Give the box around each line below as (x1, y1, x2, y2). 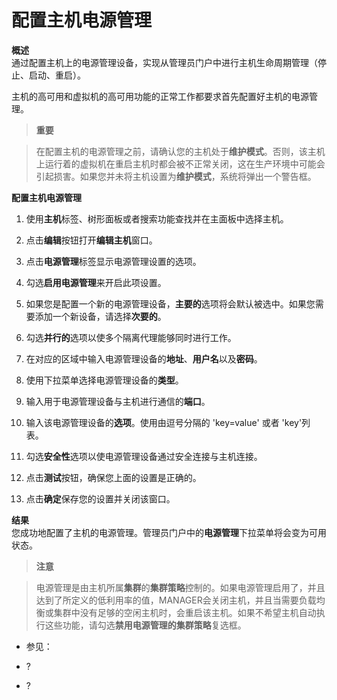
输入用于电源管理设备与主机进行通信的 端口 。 (25, 395, 211, 407)
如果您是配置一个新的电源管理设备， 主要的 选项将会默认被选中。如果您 (25, 297, 316, 310)
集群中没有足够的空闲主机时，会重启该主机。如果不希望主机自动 (53, 606, 317, 618)
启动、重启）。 (28, 69, 86, 81)
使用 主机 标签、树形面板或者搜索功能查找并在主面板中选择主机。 (25, 212, 289, 225)
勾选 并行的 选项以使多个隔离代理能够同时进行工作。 (25, 331, 237, 343)
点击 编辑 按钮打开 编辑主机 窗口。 (25, 234, 158, 246)
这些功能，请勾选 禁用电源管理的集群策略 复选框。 (44, 619, 247, 631)
